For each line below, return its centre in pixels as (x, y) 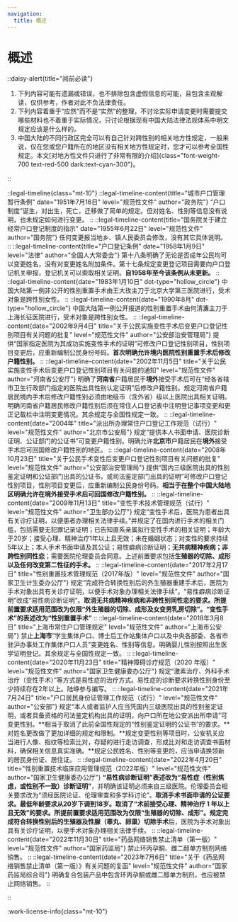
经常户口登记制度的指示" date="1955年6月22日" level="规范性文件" (105, 229)
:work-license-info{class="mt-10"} (58, 911)
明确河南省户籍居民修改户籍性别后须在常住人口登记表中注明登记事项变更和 (116, 406)
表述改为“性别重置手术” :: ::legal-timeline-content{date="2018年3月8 (124, 618)
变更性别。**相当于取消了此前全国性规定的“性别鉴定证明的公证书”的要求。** (119, 724)
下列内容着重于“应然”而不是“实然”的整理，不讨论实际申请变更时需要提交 (123, 111)
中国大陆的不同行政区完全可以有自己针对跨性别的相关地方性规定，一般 (120, 138)
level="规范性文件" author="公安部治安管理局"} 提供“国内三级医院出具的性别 (119, 467)
